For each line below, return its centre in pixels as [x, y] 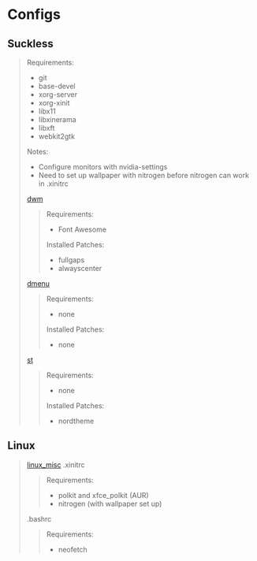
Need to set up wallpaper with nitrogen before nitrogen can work [144, 175]
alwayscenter [80, 268]
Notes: [37, 152]
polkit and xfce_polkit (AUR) [103, 495]
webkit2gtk [57, 136]
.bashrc [39, 518]
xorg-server [58, 95]
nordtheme [76, 421]
